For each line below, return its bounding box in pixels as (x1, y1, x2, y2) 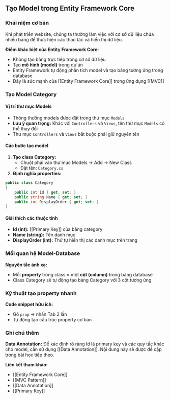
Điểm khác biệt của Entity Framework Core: (5, 46, 99, 53)
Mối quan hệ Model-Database (5, 250, 80, 257)
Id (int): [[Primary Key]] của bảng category (12, 226, 103, 232)
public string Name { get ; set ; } (14, 194, 88, 200)
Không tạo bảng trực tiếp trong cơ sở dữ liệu (12, 56, 106, 62)
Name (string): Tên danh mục (12, 232, 76, 238)
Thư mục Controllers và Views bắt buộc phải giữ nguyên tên (12, 131, 140, 137)
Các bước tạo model (5, 143, 48, 149)
